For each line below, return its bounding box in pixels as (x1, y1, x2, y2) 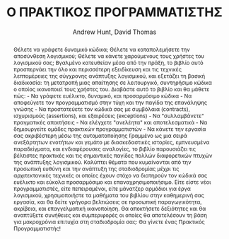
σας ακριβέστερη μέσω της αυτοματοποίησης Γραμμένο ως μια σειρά (13, 132, 188, 139)
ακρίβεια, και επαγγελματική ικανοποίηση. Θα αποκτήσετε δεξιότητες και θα (13, 204, 206, 212)
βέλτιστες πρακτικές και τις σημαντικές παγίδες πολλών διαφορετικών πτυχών (13, 151, 213, 159)
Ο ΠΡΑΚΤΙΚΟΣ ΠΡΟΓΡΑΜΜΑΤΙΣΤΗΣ (6, 4, 223, 21)
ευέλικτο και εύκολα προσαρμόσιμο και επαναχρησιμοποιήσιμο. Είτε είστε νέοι (13, 178, 211, 186)
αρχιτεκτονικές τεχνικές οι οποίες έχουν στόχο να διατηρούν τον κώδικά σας (13, 171, 208, 179)
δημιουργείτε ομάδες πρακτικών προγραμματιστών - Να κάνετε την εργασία (13, 125, 206, 133)
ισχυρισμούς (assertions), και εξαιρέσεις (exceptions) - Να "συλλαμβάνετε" (13, 112, 204, 119)
